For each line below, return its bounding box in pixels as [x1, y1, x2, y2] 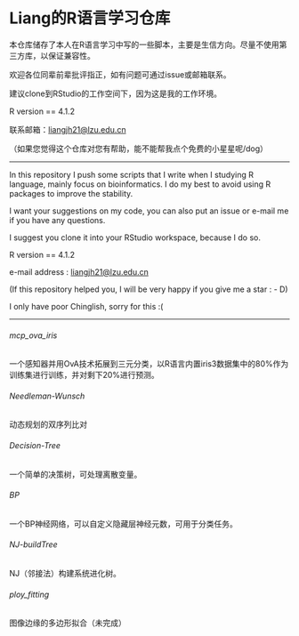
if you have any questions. [9, 214, 106, 225]
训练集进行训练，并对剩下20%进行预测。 [9, 370, 160, 381]
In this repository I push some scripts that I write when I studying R [9, 169, 254, 180]
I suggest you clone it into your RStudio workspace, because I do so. [9, 232, 261, 243]
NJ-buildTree [9, 539, 58, 550]
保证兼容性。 [47, 50, 95, 60]
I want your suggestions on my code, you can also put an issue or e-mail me [9, 205, 289, 216]
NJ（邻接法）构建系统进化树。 [9, 568, 122, 578]
